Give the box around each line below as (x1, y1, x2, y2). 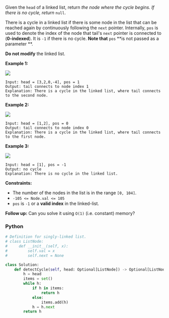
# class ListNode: (5, 239, 44, 244)
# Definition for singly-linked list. (5, 234, 87, 239)
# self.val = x (5, 248, 55, 253)
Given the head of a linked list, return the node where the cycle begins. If (5, 5, 155, 10)
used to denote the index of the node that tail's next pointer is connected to (5, 30, 162, 36)
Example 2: (5, 102, 29, 108)
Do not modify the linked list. (5, 50, 65, 57)
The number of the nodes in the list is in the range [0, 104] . (12, 190, 137, 196)
